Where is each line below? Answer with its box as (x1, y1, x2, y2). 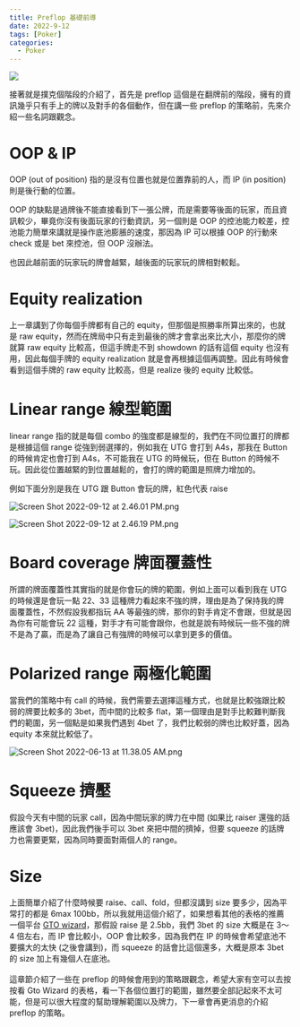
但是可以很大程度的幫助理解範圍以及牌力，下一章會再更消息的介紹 (24, 996, 269, 1006)
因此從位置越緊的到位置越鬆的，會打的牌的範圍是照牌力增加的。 (24, 463, 261, 475)
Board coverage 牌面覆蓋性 (9, 553, 212, 574)
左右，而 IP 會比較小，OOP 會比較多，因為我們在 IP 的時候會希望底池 (23, 930, 279, 941)
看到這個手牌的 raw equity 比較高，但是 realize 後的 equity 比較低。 (9, 365, 259, 375)
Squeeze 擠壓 (9, 781, 112, 800)
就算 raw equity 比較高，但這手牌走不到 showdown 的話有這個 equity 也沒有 (9, 342, 289, 352)
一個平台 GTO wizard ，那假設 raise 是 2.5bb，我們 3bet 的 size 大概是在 (9, 919, 275, 930)
